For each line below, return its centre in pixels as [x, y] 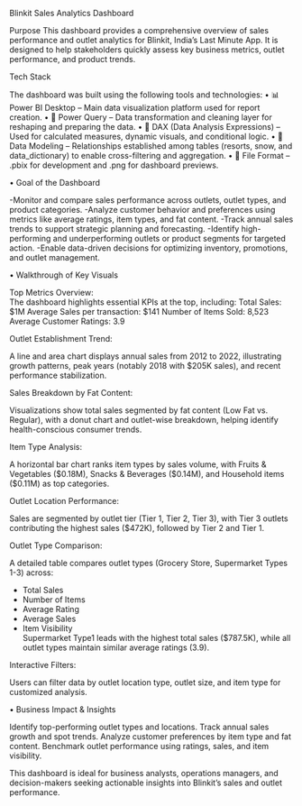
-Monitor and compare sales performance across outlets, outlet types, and [148, 200]
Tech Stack [30, 77]
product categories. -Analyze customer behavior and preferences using [142, 210]
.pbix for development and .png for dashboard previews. [114, 165]
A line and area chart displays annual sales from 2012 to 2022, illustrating [146, 356]
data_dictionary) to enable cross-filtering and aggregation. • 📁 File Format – [150, 156]
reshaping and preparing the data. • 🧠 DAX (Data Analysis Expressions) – [145, 127]
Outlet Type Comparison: [56, 545]
